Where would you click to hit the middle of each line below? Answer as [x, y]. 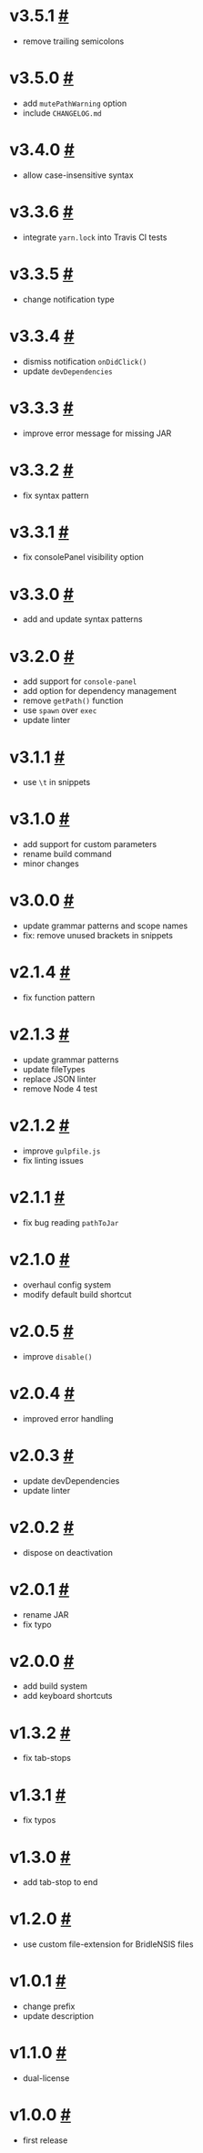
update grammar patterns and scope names [105, 926]
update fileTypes [54, 1069]
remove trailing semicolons [73, 41]
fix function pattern [59, 998]
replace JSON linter [60, 1079]
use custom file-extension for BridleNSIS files [108, 1944]
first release [45, 2140]
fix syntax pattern [56, 495]
